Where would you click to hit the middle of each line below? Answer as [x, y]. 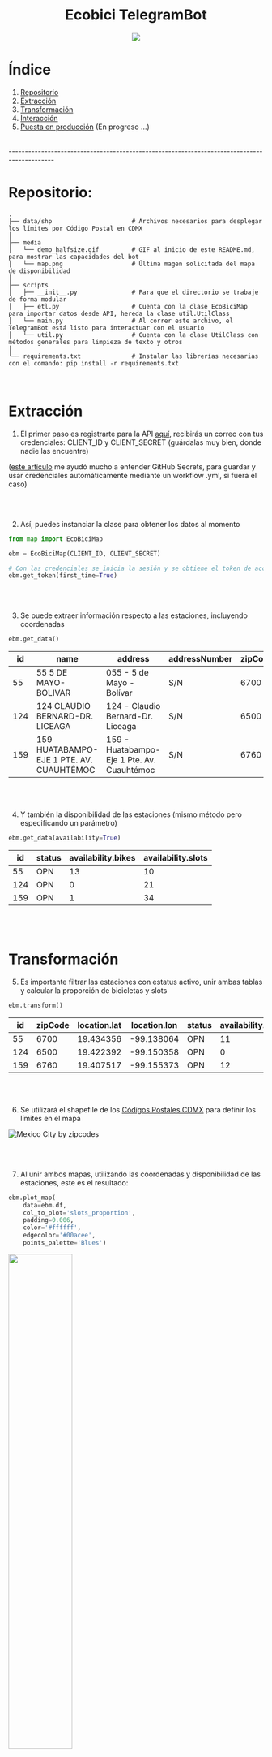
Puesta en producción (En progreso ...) [85, 127]
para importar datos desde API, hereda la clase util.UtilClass [119, 313]
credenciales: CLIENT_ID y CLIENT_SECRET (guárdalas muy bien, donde [140, 442]
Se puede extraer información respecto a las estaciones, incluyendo [134, 615]
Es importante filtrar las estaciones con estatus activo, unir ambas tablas [141, 982]
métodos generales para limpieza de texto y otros [96, 342]
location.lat [100, 1025]
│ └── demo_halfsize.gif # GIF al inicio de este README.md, [132, 249]
